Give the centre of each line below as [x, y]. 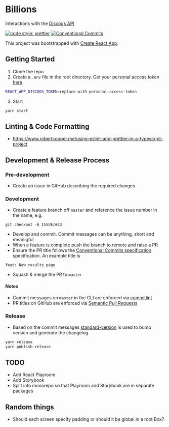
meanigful [23, 240]
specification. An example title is [46, 256]
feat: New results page [30, 265]
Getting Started [30, 59]
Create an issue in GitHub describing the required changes [74, 186]
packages [23, 391]
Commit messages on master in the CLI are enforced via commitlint [82, 297]
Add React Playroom [34, 375]
